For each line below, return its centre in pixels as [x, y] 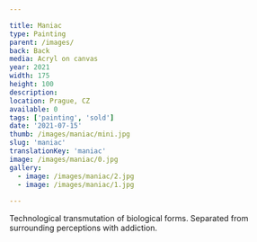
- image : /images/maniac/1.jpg [76, 184]
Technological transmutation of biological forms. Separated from [129, 219]
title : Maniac [36, 25]
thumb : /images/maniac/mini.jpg [70, 134]
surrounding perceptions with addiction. [84, 228]
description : [34, 92]
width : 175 [30, 76]
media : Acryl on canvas [54, 59]
